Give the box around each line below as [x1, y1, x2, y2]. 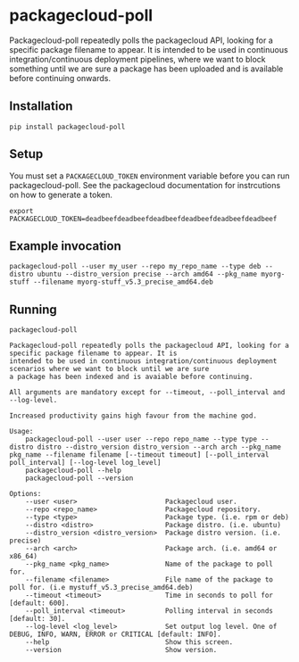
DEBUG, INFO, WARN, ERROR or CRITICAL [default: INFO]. [9, 630, 221, 639]
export [9, 206, 34, 215]
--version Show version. [25, 646, 218, 655]
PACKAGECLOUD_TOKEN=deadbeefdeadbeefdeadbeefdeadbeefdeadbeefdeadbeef [9, 214, 278, 223]
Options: [9, 490, 42, 499]
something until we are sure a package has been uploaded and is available [9, 63, 284, 74]
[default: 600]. [9, 599, 70, 608]
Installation [9, 99, 73, 114]
